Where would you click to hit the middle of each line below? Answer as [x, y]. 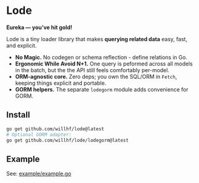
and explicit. [22, 45]
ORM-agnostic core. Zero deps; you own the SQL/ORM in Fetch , [96, 76]
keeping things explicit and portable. [61, 83]
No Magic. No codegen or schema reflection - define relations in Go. [101, 57]
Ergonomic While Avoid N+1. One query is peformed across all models [104, 64]
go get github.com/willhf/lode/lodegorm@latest [68, 140]
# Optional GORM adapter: [39, 135]
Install [18, 115]
